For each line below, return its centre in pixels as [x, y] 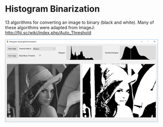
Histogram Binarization [53, 9]
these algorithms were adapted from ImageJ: [50, 27]
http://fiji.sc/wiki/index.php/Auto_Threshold [48, 32]
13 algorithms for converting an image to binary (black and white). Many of [80, 22]
